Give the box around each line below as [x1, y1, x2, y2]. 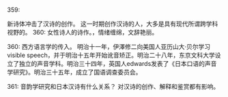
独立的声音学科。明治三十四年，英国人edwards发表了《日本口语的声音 [18, 60, 217, 67]
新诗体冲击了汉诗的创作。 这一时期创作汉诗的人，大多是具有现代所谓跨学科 [7, 20, 218, 28]
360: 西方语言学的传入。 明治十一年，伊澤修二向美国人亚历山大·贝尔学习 [7, 43, 211, 50]
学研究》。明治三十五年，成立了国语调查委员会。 [7, 68, 142, 76]
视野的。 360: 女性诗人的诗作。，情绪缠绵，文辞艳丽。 [7, 28, 158, 36]
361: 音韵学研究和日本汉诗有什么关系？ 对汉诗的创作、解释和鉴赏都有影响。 [7, 83, 220, 90]
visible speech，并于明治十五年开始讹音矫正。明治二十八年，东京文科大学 [7, 51, 215, 59]
